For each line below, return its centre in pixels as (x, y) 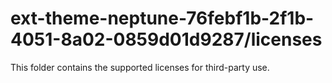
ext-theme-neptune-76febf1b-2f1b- (162, 18)
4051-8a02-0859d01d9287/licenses (166, 39)
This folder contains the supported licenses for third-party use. (140, 67)
